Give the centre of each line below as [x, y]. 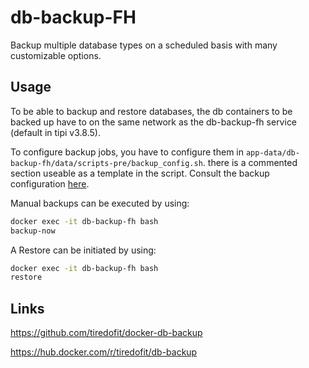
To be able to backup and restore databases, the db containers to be [151, 111]
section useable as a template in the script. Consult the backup [140, 173]
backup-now [33, 231]
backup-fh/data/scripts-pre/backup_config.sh [106, 163]
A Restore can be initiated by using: [83, 250]
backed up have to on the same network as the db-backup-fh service [154, 122]
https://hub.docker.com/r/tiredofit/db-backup [104, 352]
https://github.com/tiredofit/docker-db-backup [106, 333]
